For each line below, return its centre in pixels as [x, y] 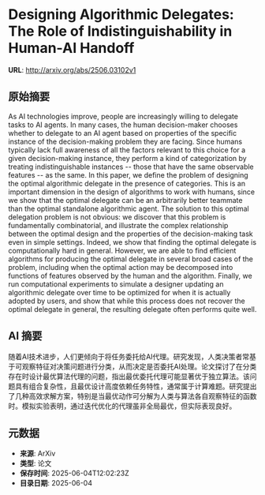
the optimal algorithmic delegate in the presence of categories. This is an [127, 183]
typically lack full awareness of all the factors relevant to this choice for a [127, 150]
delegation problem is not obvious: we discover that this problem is [117, 217]
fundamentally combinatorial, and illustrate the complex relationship [118, 225]
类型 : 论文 [35, 463]
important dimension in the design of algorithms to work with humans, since [131, 192]
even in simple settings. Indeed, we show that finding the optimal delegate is [132, 242]
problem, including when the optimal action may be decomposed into [121, 267]
